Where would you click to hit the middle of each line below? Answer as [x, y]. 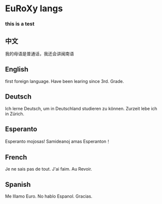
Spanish [18, 184]
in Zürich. [15, 114]
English [17, 69]
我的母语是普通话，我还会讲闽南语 [40, 53]
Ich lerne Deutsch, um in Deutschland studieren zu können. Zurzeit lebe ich [81, 108]
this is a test [20, 24]
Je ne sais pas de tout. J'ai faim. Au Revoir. [49, 169]
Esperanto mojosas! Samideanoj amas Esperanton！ [58, 141]
